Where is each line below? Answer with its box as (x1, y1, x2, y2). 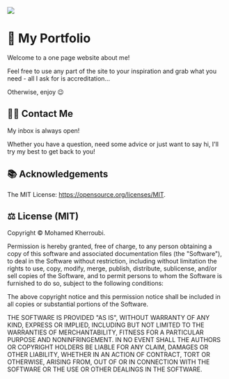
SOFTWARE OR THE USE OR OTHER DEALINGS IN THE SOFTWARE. (7, 365, 203, 373)
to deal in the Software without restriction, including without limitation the (7, 257, 217, 266)
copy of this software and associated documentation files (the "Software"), (7, 250, 223, 258)
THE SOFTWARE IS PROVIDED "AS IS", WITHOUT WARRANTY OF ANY (7, 314, 210, 322)
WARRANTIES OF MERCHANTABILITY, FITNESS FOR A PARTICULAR (7, 328, 204, 337)
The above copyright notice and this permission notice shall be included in (7, 293, 221, 301)
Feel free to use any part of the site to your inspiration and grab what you (7, 67, 217, 75)
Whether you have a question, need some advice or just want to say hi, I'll (7, 140, 219, 148)
